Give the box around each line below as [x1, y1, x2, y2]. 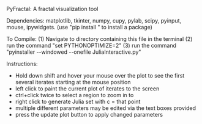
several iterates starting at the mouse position [15, 79, 131, 86]
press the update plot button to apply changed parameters [15, 111, 163, 118]
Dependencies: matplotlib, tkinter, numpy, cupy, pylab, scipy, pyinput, [6, 17, 182, 24]
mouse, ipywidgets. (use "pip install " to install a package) [6, 24, 153, 31]
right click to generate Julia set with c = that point [15, 98, 141, 105]
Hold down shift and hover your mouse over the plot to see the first [15, 72, 185, 79]
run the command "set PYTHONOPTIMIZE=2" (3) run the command [6, 42, 176, 49]
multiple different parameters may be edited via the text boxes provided [15, 104, 196, 112]
